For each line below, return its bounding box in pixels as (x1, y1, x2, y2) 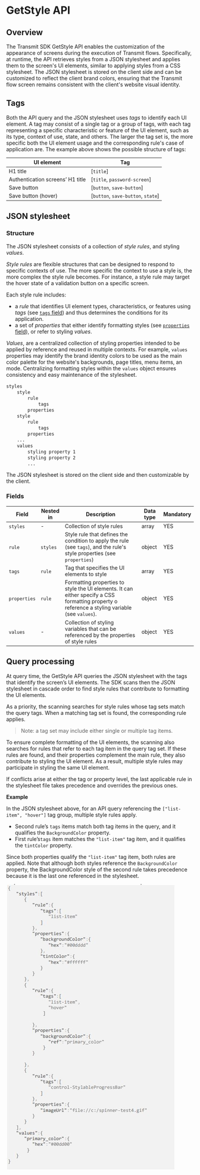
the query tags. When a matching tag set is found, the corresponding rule (6, 709, 186, 716)
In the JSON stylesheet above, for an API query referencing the (6, 805, 161, 812)
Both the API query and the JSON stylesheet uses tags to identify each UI (6, 114, 187, 121)
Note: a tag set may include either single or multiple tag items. (20, 727, 173, 734)
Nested (40, 507, 60, 515)
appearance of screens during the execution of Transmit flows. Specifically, (6, 49, 192, 57)
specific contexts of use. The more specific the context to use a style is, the (6, 267, 192, 274)
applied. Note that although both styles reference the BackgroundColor (6, 860, 177, 867)
